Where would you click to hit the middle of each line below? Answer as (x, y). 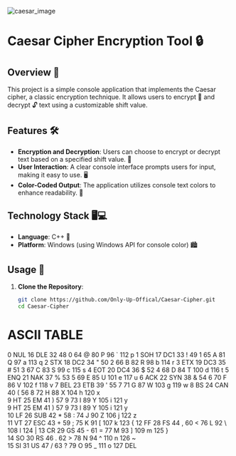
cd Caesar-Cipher (43, 306)
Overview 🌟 (33, 72)
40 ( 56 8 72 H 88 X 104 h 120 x (54, 393)
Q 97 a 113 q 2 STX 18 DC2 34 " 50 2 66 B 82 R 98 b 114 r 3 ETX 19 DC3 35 (117, 363)
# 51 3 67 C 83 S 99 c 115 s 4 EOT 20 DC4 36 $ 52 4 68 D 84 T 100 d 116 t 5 (118, 370)
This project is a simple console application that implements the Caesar (112, 89)
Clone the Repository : (50, 287)
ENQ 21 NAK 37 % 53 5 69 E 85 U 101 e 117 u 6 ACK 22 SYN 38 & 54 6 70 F (117, 378)
